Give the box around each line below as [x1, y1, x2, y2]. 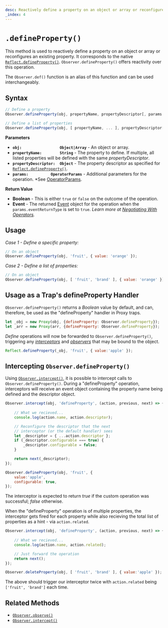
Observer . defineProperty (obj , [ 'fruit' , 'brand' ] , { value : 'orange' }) [5, 277, 164, 282]
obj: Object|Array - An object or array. [12, 144, 129, 150]
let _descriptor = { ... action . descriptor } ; [14, 433, 111, 439]
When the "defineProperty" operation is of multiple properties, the [5, 508, 141, 514]
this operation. [5, 64, 35, 70]
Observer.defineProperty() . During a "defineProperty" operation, [5, 380, 140, 386]
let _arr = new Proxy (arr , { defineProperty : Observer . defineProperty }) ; [5, 324, 160, 329]
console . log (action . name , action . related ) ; [14, 542, 106, 547]
